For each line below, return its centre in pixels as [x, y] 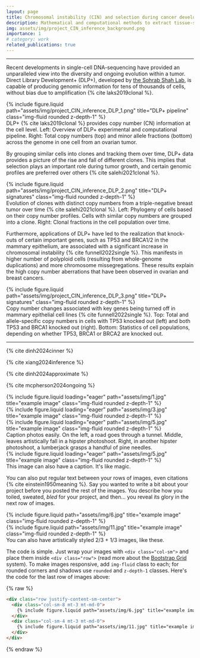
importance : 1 [24, 34]
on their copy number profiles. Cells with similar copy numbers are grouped [99, 215]
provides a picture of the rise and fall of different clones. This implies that [96, 160]
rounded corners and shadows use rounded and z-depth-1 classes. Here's [97, 570]
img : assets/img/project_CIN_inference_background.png [76, 28]
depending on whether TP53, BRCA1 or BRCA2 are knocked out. [85, 333]
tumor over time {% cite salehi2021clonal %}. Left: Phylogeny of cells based [99, 209]
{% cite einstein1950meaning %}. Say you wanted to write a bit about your [97, 484]
